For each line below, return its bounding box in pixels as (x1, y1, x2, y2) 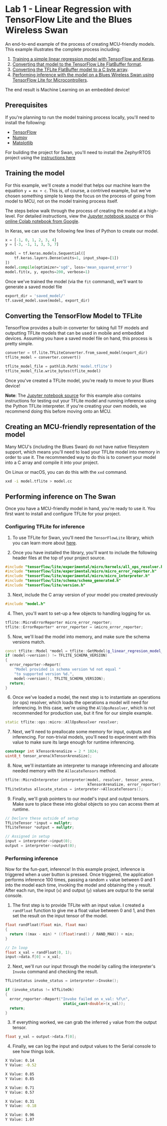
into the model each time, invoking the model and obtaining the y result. (5, 882, 152, 888)
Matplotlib (12, 140, 33, 146)
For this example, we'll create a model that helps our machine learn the (5, 182, 151, 188)
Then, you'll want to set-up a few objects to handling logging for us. (12, 610, 152, 616)
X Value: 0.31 (5, 1099, 35, 1104)
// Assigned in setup (5, 834, 50, 839)
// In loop (5, 945, 28, 950)
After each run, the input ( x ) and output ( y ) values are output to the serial (5, 888, 154, 894)
